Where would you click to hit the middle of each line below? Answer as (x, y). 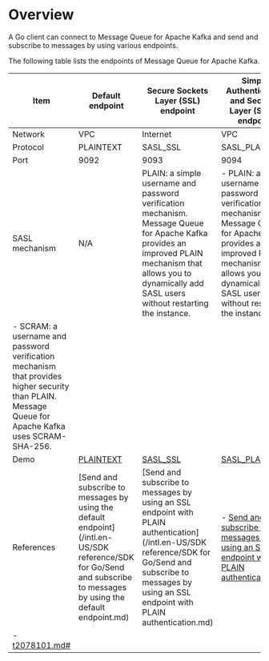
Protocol (28, 147)
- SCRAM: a (35, 326)
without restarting (176, 303)
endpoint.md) (104, 617)
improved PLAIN (173, 253)
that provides (37, 376)
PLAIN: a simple (172, 173)
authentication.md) (178, 622)
